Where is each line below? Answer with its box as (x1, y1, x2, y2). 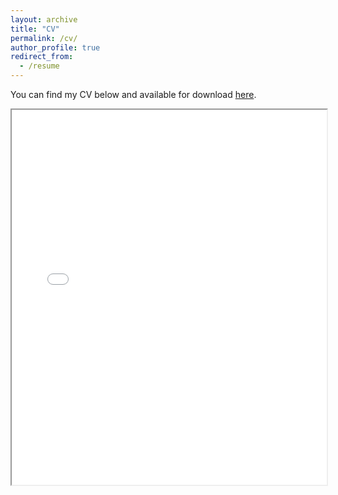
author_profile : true (10, 42, 101, 53)
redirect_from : (10, 52, 74, 62)
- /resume (19, 61, 60, 71)
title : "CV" (10, 24, 60, 34)
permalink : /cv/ (10, 33, 78, 43)
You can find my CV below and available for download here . (10, 89, 257, 100)
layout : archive (10, 14, 78, 25)
